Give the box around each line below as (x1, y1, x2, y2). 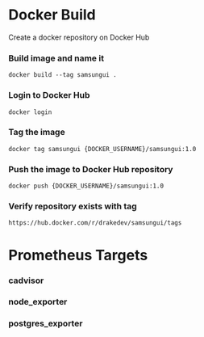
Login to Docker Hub (8, 90, 90, 101)
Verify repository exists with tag (8, 200, 137, 212)
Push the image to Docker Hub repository (8, 163, 173, 175)
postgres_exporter (8, 318, 83, 329)
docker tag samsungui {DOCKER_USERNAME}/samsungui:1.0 (8, 145, 197, 153)
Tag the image (8, 127, 66, 138)
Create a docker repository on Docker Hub (8, 32, 150, 42)
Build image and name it (8, 53, 105, 64)
